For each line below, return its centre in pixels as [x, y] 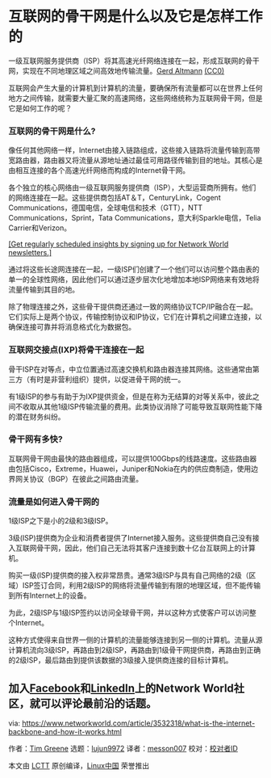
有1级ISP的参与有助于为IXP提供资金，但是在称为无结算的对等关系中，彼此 [130, 396]
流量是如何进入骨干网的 [54, 502]
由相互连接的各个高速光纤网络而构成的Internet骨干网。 [99, 170]
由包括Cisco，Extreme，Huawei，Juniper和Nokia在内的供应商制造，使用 [130, 469]
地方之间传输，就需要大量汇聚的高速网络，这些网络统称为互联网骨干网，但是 [135, 98]
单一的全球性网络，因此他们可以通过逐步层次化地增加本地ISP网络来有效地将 [134, 280]
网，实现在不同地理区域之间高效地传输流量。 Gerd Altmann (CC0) [117, 70]
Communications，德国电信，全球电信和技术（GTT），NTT [106, 208]
